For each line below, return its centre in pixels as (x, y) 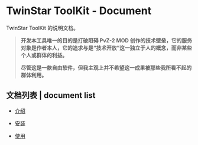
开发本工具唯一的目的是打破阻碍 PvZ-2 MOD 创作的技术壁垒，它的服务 (106, 40)
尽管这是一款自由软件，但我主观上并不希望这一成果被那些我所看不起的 (106, 67)
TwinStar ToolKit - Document (79, 11)
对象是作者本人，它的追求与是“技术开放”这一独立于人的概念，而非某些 (106, 48)
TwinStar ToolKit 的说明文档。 (42, 28)
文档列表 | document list (51, 95)
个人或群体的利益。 (44, 55)
